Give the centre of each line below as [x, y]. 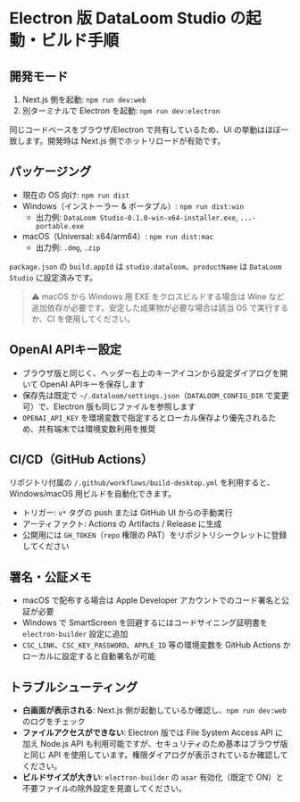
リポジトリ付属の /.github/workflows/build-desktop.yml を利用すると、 [142, 482]
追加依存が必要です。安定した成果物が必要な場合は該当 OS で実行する [159, 307]
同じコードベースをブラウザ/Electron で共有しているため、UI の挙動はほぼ [145, 129]
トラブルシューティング [74, 687]
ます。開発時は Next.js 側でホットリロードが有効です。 [125, 141]
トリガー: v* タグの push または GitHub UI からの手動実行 [128, 513]
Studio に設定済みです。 [54, 277]
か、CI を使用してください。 [83, 319]
